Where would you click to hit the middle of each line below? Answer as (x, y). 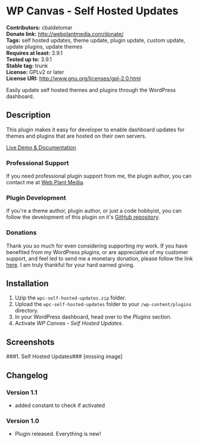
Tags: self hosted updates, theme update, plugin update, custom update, (96, 40)
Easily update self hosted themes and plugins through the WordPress (91, 90)
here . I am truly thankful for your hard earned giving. (71, 265)
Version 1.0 (23, 421)
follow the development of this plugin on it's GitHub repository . (83, 217)
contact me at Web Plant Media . (45, 182)
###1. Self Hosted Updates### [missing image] (65, 356)
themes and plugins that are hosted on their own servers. (77, 136)
